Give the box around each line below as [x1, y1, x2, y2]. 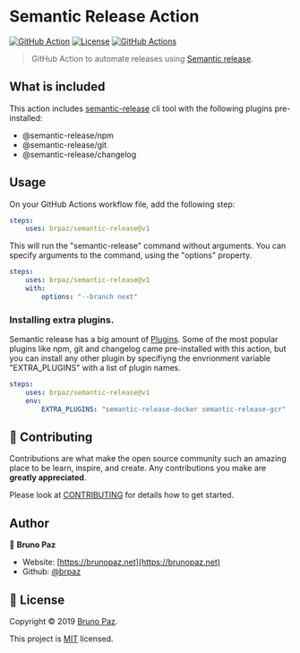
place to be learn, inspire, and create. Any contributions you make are [9, 463, 267, 474]
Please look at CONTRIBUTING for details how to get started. [9, 490, 235, 501]
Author [9, 515, 49, 530]
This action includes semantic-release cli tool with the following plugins [9, 103, 273, 114]
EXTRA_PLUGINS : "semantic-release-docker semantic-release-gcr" [41, 405, 287, 414]
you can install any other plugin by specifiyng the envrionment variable [9, 353, 271, 364]
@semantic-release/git [21, 139, 107, 150]
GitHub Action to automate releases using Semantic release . [30, 53, 253, 64]
